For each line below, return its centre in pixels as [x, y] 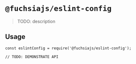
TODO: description [36, 21]
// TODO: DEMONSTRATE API [32, 57]
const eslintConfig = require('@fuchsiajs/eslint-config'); [68, 48]
